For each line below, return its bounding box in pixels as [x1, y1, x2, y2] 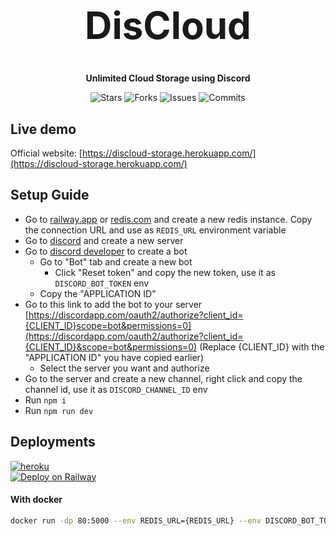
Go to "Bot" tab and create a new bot [39, 255, 193, 268]
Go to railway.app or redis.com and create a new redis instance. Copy [24, 213, 313, 225]
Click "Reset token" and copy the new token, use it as [54, 266, 276, 278]
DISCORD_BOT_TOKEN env [54, 277, 150, 289]
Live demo [10, 120, 77, 138]
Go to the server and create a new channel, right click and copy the [24, 372, 303, 384]
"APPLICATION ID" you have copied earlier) [24, 351, 204, 363]
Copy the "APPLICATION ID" [39, 287, 157, 299]
